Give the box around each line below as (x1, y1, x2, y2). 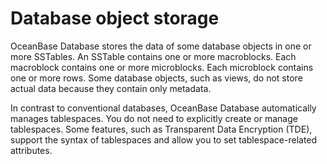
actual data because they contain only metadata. (10, 82, 212, 94)
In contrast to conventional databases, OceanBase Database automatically (10, 102, 317, 114)
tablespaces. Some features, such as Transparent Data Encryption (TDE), (10, 123, 313, 135)
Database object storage (10, 7, 220, 30)
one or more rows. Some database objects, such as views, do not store (10, 72, 303, 84)
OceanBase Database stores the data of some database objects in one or (10, 40, 312, 52)
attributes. (10, 144, 53, 156)
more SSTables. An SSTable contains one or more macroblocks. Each (10, 50, 297, 62)
